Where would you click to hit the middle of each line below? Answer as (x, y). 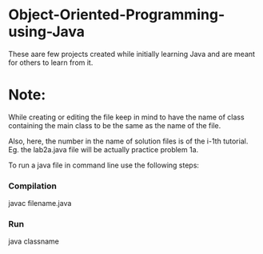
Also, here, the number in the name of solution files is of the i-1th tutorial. (128, 141)
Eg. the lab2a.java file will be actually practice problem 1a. (104, 149)
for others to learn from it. (51, 62)
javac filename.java (40, 204)
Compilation (33, 186)
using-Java (47, 32)
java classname (34, 241)
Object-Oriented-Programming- (117, 15)
